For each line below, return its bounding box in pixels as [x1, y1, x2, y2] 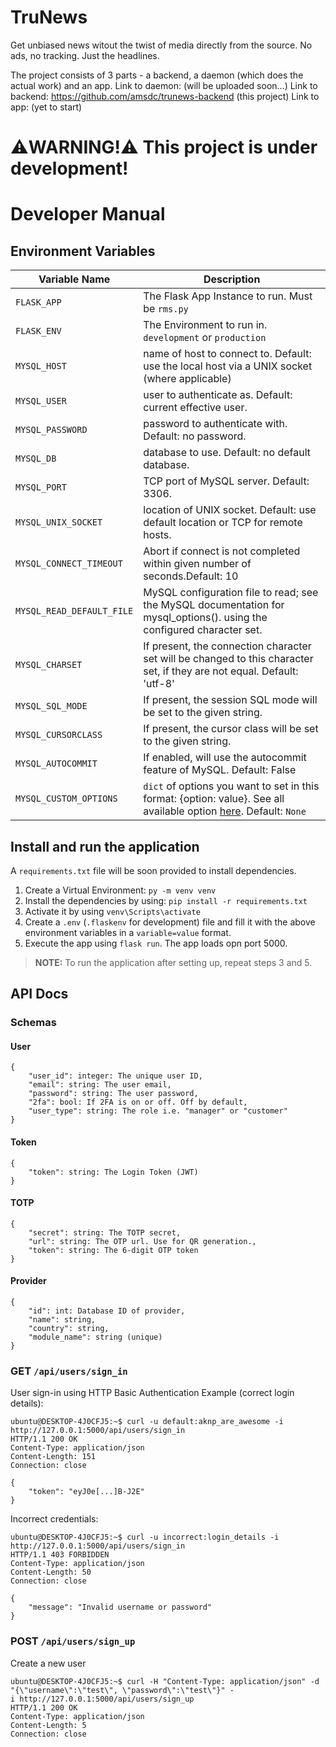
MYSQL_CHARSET [15, 659, 83, 671]
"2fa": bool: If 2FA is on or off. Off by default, [28, 1097, 248, 1108]
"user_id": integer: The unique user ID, [28, 1071, 203, 1081]
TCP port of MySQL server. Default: [143, 474, 310, 488]
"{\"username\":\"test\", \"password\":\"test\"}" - [10, 1685, 235, 1695]
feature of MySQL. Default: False [143, 763, 297, 777]
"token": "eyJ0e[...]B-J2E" [28, 1487, 145, 1497]
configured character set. [143, 623, 263, 637]
